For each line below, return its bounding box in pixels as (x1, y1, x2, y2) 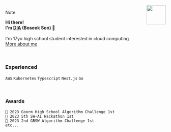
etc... (5, 122, 19, 128)
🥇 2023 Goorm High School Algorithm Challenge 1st (5, 109, 115, 114)
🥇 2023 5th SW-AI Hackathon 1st (5, 114, 74, 119)
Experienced (5, 63, 38, 70)
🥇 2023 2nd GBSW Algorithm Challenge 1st (5, 118, 95, 123)
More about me (5, 41, 38, 47)
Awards (5, 98, 25, 105)
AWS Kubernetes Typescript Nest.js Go (5, 76, 83, 81)
